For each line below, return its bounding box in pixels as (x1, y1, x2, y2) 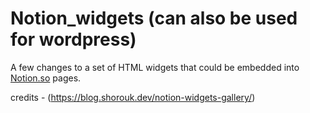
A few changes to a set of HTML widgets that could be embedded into (10, 61, 300, 73)
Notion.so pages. (10, 72, 82, 84)
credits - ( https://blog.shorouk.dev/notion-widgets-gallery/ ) (10, 91, 256, 103)
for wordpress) (10, 28, 137, 51)
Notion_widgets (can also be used (10, 7, 298, 30)
